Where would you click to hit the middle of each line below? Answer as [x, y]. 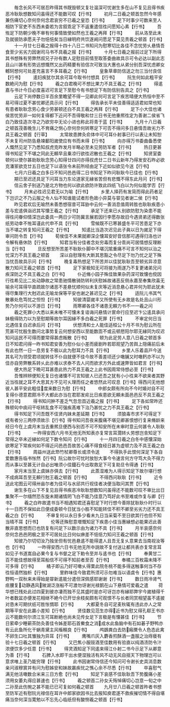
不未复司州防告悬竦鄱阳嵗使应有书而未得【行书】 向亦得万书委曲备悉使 [83, 141]
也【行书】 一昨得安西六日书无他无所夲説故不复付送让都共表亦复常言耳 [83, 547]
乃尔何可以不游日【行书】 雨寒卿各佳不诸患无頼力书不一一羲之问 [81, 306]
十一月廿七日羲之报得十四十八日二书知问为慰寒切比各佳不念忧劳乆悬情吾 [89, 45]
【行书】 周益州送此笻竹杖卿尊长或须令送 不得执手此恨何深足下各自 [84, 452]
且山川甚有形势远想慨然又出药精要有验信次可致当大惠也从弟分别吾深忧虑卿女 [85, 65]
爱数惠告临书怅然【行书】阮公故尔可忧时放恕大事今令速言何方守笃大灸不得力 [85, 458]
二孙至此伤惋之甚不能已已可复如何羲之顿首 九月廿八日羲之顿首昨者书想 [83, 687]
